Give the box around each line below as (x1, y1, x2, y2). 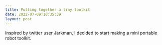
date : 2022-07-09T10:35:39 (5, 12, 61, 17)
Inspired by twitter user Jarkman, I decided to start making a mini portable (5, 30, 158, 36)
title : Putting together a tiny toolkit (5, 7, 91, 12)
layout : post (5, 16, 32, 21)
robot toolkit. (5, 35, 31, 41)
